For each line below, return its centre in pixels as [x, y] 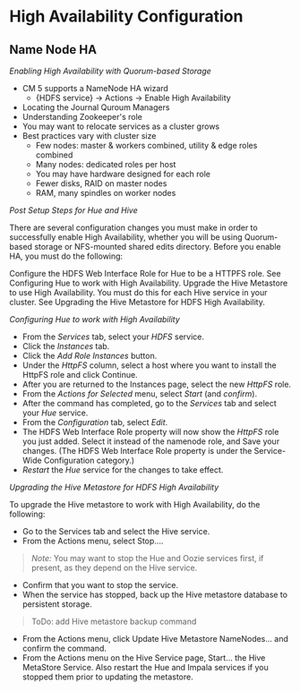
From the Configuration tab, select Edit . [95, 422]
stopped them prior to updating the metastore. [108, 677]
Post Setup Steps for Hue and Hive [73, 210]
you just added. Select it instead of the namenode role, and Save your [151, 441]
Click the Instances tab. [66, 346]
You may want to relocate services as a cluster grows [121, 126]
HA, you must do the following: [66, 256]
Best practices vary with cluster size [89, 136]
